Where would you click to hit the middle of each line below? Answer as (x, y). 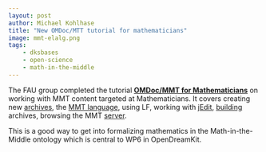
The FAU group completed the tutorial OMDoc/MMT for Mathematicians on (133, 90)
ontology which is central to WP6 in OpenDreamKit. (117, 139)
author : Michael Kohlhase (51, 23)
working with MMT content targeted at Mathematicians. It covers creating (129, 98)
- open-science (48, 60)
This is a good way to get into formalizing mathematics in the (109, 131)
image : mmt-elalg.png (44, 38)
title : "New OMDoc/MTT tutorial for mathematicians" (98, 30)
